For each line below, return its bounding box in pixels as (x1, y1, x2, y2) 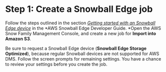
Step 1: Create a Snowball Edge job (5, 3, 153, 15)
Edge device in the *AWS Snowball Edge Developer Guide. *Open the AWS (5, 25, 161, 31)
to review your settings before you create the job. (5, 61, 108, 67)
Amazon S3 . (5, 36, 31, 42)
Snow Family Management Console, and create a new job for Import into (5, 30, 156, 36)
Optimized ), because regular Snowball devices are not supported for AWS (5, 51, 159, 57)
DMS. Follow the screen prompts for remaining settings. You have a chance (5, 56, 161, 62)
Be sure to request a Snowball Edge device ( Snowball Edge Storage (5, 45, 147, 51)
